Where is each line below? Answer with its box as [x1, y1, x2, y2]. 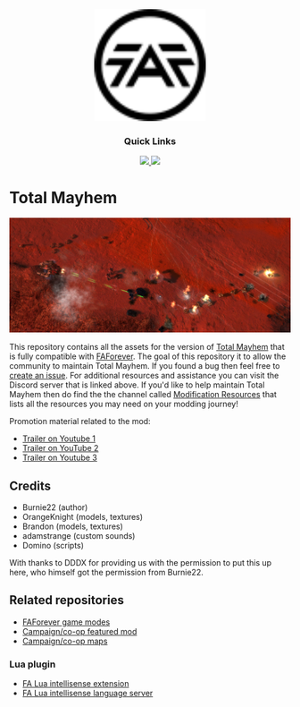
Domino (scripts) [21, 540, 85, 550]
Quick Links [123, 134, 177, 147]
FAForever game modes [21, 617, 111, 627]
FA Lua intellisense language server [21, 688, 154, 699]
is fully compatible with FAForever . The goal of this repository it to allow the [9, 351, 287, 362]
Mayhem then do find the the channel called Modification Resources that [9, 389, 277, 400]
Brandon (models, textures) [21, 521, 123, 532]
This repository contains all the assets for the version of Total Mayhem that [9, 342, 286, 353]
